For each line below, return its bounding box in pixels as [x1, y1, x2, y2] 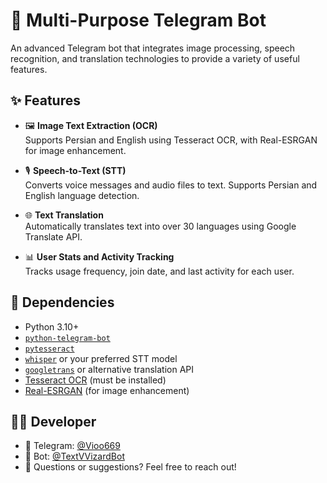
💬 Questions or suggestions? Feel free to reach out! [24, 461, 237, 473]
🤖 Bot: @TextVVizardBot [24, 450, 125, 463]
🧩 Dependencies [10, 294, 115, 311]
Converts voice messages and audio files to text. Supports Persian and [24, 179, 318, 191]
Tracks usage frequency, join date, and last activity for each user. [24, 265, 295, 277]
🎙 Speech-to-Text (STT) [24, 164, 127, 176]
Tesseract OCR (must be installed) [24, 374, 167, 386]
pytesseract [24, 344, 75, 354]
